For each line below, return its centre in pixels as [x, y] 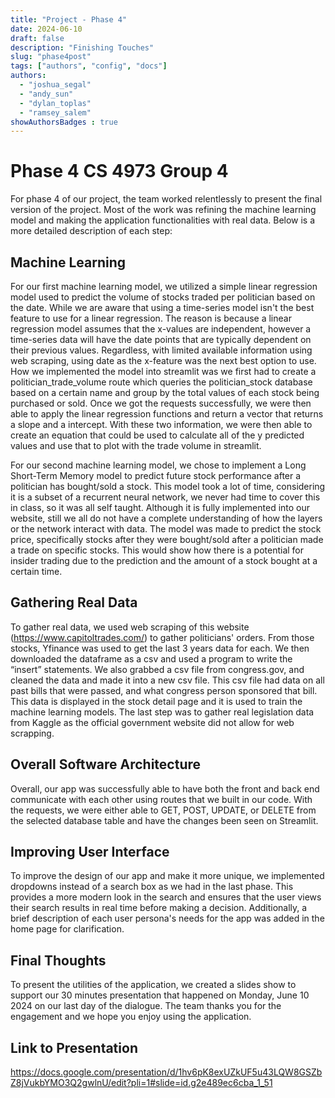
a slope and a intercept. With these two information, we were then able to [161, 424]
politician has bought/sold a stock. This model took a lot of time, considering [168, 486]
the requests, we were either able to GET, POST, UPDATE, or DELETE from [163, 810]
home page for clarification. [67, 929]
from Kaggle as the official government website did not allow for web [152, 722]
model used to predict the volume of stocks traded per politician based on [163, 297]
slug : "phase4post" [51, 57]
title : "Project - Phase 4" [69, 19]
